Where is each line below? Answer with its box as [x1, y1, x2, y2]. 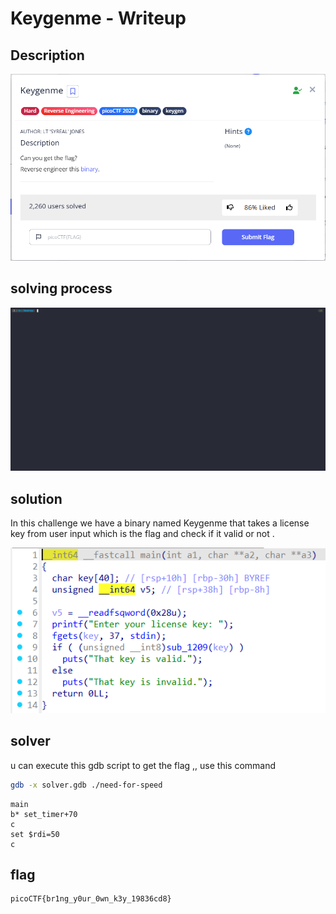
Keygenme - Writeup [10, 7, 187, 30]
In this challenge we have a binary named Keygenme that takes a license [10, 517, 310, 529]
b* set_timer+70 [10, 809, 78, 819]
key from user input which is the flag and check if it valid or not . [10, 527, 275, 539]
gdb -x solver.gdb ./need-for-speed [10, 780, 163, 790]
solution [10, 490, 63, 507]
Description [10, 47, 85, 64]
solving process [10, 280, 113, 297]
